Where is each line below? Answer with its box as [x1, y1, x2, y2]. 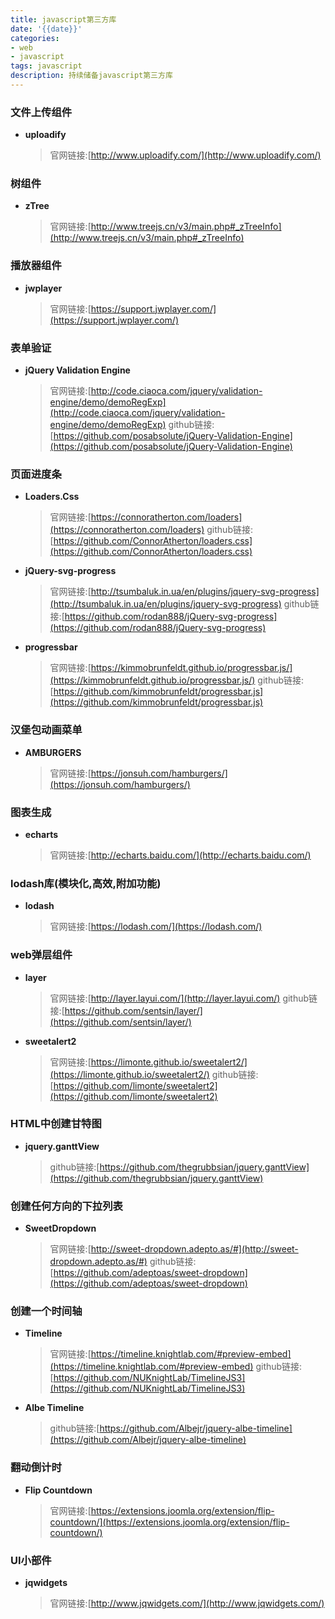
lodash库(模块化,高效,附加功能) [10, 876, 162, 890]
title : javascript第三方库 [10, 14, 117, 25]
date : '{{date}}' [10, 24, 83, 34]
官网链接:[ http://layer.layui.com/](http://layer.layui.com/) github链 [49, 992, 318, 1004]
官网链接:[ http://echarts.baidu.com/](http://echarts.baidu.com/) [49, 849, 312, 861]
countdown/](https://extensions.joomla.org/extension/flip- [49, 1516, 290, 1528]
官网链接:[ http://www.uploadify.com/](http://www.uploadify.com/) [49, 149, 322, 161]
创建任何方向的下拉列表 [10, 1199, 123, 1213]
